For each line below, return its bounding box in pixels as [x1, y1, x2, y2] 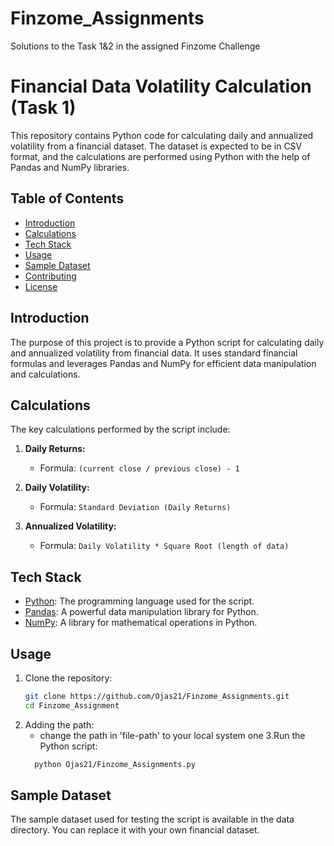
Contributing [24, 270, 77, 282]
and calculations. [10, 368, 81, 380]
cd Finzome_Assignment [24, 700, 120, 711]
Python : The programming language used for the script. [24, 595, 255, 607]
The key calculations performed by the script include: [10, 423, 231, 436]
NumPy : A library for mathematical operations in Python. [24, 617, 258, 629]
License [24, 280, 58, 292]
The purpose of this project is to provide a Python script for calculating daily [10, 336, 325, 348]
